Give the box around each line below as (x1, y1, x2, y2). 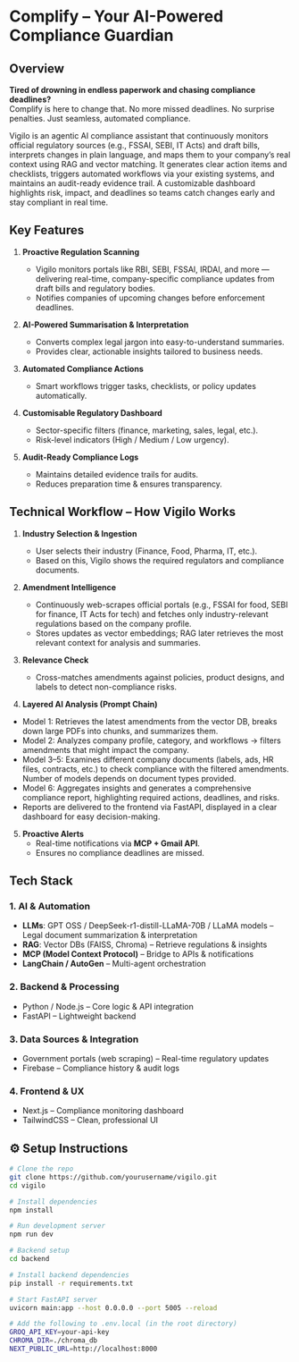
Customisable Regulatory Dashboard (21, 407, 162, 418)
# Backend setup (9, 1246, 70, 1256)
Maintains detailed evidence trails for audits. (35, 469, 199, 479)
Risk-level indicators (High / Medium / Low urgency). (35, 434, 229, 444)
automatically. (35, 390, 87, 401)
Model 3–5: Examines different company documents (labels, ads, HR (21, 754, 274, 765)
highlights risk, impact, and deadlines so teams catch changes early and (9, 188, 275, 198)
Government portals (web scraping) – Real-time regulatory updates (21, 1053, 270, 1063)
